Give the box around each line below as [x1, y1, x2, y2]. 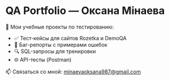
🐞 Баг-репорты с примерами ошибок [14, 41, 108, 48]
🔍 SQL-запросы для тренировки [14, 48, 96, 55]
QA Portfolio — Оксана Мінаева [5, 4, 165, 17]
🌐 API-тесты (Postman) [14, 56, 72, 63]
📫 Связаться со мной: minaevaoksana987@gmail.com [5, 68, 141, 75]
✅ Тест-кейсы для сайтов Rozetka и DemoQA [14, 34, 127, 41]
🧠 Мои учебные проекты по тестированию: [5, 23, 114, 30]
